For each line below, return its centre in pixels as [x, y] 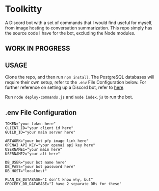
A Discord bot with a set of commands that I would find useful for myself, [79, 23]
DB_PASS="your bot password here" [40, 166]
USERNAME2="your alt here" [33, 154]
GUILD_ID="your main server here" [40, 132]
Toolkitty [24, 9]
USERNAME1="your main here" [34, 149]
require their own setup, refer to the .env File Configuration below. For [76, 82]
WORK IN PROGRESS [38, 48]
